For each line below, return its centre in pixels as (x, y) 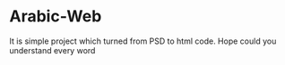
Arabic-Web (56, 16)
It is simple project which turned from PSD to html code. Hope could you (143, 41)
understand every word (52, 50)
